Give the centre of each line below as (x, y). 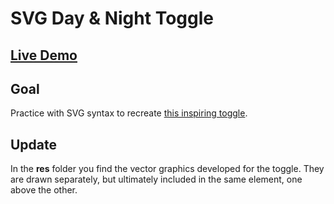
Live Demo (44, 55)
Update (34, 144)
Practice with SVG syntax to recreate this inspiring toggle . (129, 113)
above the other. (44, 190)
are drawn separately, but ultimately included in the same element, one (156, 179)
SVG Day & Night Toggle (112, 18)
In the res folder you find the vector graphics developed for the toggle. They (167, 169)
